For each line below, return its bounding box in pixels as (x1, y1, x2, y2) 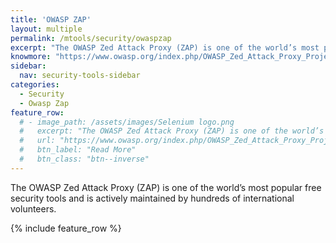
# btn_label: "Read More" (19, 145, 137, 155)
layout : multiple (10, 24, 83, 34)
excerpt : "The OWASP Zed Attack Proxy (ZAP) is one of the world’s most (10, 42, 320, 53)
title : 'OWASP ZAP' (10, 14, 92, 25)
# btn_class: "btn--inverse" (19, 154, 150, 164)
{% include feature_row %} (10, 222, 122, 234)
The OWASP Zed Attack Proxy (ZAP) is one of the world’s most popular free (10, 181, 322, 193)
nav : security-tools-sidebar (19, 71, 141, 81)
